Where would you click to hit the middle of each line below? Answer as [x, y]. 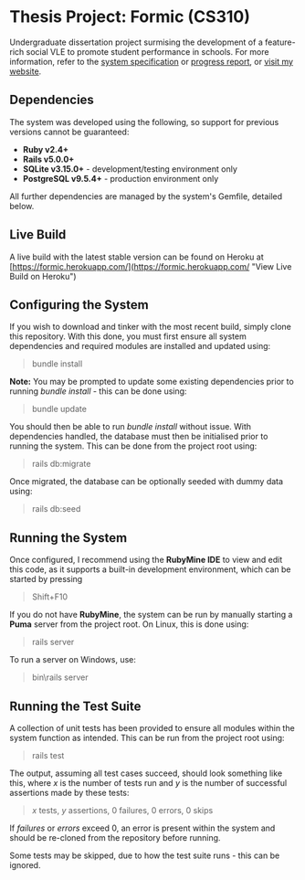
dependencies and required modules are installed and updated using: [140, 346]
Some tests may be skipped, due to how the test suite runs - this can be [145, 855]
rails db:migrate [61, 464]
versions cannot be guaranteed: [69, 132]
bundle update [59, 409]
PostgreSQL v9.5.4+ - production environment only [121, 178]
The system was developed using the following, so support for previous [144, 122]
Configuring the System [79, 305]
